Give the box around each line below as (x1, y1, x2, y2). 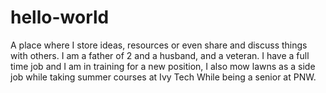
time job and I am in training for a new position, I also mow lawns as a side (10, 60, 316, 72)
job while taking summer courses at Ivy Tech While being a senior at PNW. (10, 71, 317, 83)
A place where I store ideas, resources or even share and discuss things (10, 39, 308, 51)
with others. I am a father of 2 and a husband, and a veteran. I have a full (10, 49, 310, 61)
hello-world (10, 6, 110, 29)
